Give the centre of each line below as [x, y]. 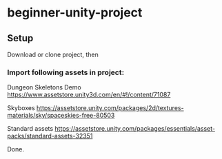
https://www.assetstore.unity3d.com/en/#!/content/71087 [89, 95]
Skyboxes [21, 108]
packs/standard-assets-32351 [50, 136]
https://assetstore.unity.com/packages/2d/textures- [110, 108]
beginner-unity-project [75, 13]
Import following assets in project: [66, 72]
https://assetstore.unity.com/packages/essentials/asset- [135, 129]
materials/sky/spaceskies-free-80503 [61, 116]
